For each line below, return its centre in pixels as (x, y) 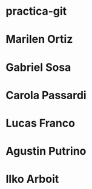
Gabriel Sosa (38, 67)
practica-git (36, 11)
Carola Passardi (46, 95)
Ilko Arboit (32, 179)
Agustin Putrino (46, 151)
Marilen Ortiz (39, 39)
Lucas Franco (40, 123)
